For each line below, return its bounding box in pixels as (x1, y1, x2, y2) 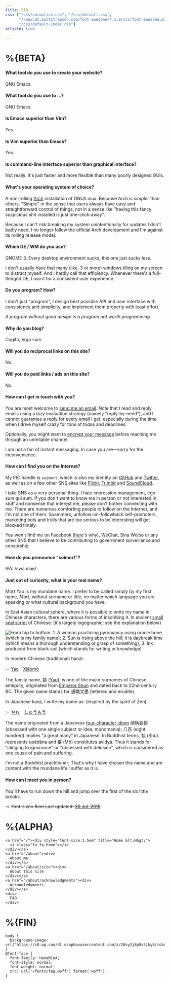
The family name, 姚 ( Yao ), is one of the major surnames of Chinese (5, 677, 147, 683)
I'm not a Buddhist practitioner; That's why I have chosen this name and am (5, 760, 163, 766)
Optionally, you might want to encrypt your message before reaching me (5, 431, 157, 437)
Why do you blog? (5, 325, 45, 331)
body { (5, 933, 19, 938)
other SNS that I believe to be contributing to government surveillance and (5, 537, 160, 543)
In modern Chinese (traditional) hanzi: (5, 656, 84, 662)
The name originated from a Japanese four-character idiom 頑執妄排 (5, 720, 148, 726)
